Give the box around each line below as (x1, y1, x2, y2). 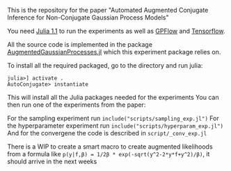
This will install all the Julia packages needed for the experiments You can (7, 94, 219, 101)
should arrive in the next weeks (7, 157, 97, 165)
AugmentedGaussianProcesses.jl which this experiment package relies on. (7, 48, 221, 56)
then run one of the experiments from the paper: (7, 101, 146, 109)
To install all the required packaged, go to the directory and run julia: (7, 61, 203, 69)
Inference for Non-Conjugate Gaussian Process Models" (7, 13, 169, 22)
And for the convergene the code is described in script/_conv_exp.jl (7, 129, 207, 137)
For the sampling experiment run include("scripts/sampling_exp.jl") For (7, 114, 219, 122)
